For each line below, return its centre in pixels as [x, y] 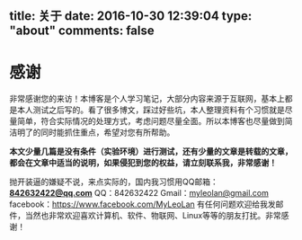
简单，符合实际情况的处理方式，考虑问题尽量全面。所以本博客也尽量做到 [151, 121]
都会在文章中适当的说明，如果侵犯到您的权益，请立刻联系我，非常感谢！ [143, 163]
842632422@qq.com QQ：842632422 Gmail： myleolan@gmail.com [139, 193]
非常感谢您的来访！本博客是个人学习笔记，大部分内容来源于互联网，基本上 [147, 99]
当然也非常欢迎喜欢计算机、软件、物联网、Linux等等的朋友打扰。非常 [153, 216]
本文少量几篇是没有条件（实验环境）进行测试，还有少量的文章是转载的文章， [151, 152]
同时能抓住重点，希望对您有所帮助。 [107, 132]
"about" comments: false [82, 31]
